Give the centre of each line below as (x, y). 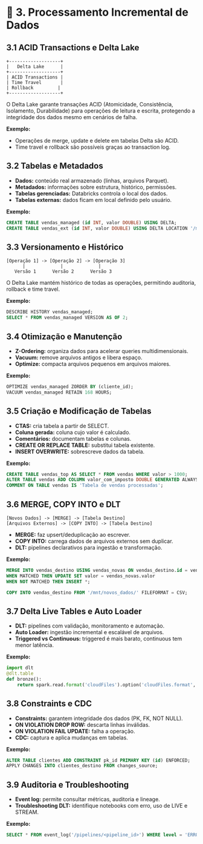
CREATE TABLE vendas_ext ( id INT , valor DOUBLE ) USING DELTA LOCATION (97, 228)
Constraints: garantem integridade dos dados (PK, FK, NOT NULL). (99, 718)
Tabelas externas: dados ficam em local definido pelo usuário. (93, 200)
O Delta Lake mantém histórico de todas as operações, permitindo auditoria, (101, 283)
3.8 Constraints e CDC (49, 704)
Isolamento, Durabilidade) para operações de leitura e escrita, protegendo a (101, 111)
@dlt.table (20, 674)
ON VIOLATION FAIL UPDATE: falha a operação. (75, 731)
